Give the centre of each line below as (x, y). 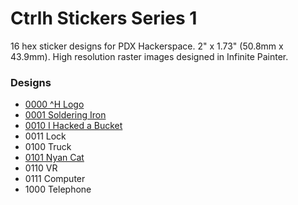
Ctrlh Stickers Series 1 (104, 18)
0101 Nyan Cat (54, 158)
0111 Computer (55, 179)
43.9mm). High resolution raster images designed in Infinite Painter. (149, 56)
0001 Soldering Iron (65, 115)
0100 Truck (48, 147)
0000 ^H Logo (54, 104)
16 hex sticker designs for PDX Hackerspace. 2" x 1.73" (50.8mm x (147, 46)
